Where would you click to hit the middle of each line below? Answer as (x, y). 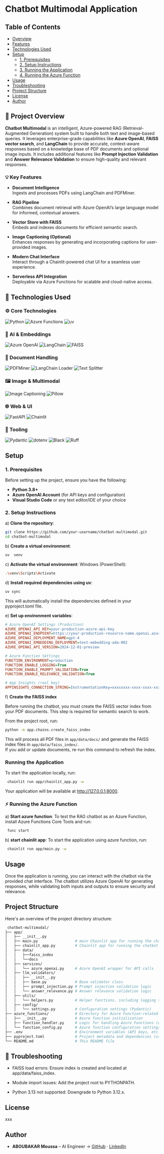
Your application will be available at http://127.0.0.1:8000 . (62, 791)
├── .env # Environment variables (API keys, (77, 1032)
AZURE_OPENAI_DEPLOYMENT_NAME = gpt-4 (42, 638)
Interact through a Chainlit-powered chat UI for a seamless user (76, 262)
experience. (24, 267)
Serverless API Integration (40, 276)
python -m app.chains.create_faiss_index (48, 730)
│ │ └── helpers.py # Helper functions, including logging (81, 1000)
